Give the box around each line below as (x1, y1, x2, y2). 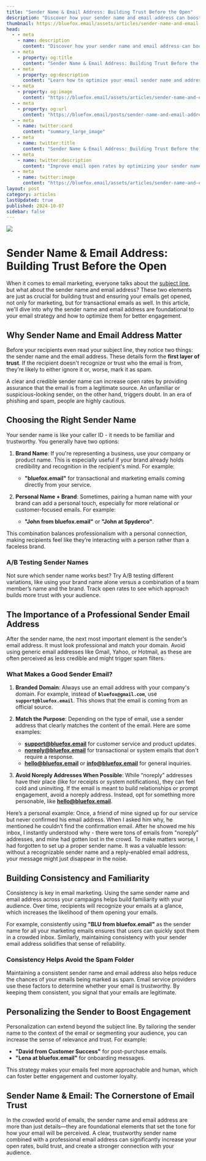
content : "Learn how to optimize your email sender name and (22, 77, 183, 83)
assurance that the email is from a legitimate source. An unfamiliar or (6, 384, 180, 391)
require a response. (24, 753, 74, 761)
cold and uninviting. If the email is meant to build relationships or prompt (15, 785, 198, 792)
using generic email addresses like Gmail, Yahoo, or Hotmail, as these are (6, 648, 192, 655)
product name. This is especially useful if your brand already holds (15, 456, 184, 463)
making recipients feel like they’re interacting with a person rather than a (6, 536, 189, 543)
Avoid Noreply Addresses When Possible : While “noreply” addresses (15, 772, 193, 779)
